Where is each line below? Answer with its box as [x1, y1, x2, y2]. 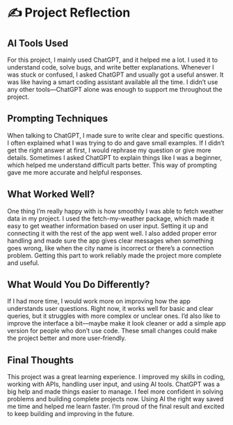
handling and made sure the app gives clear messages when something [7, 236, 214, 245]
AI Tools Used [7, 37, 68, 49]
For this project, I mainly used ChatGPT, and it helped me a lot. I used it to [7, 56, 218, 64]
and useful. [7, 258, 40, 267]
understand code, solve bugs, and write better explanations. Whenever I [7, 63, 214, 71]
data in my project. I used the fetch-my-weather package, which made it [7, 214, 214, 223]
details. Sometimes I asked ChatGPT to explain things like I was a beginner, [7, 153, 223, 161]
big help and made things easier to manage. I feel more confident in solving [7, 387, 224, 396]
